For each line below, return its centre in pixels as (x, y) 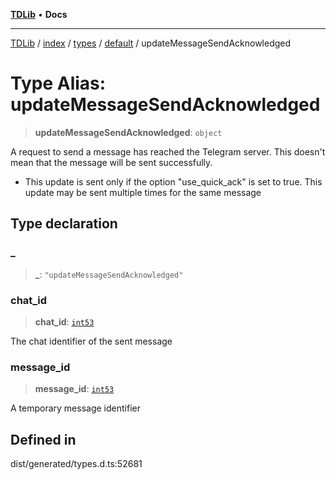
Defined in (43, 439)
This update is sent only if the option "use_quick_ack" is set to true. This (173, 181)
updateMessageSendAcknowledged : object (128, 132)
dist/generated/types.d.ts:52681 (76, 464)
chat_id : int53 (64, 321)
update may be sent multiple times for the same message (143, 192)
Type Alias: (58, 83)
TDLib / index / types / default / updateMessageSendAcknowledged (151, 43)
